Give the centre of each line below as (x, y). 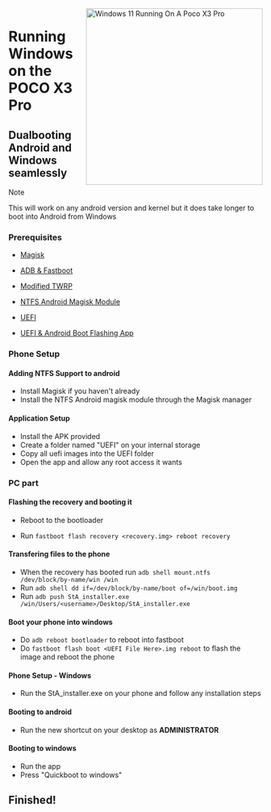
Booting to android (40, 712)
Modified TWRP (46, 287)
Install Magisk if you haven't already (80, 391)
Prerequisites (35, 237)
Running (37, 37)
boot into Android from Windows (63, 216)
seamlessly (38, 173)
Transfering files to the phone (59, 554)
